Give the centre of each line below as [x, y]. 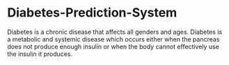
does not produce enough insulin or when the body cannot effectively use [113, 46]
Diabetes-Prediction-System [92, 13]
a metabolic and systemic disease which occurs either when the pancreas [113, 39]
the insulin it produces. [40, 54]
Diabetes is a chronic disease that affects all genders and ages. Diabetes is [115, 32]
